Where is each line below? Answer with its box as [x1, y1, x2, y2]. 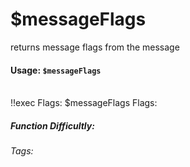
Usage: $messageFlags [10, 64, 102, 76]
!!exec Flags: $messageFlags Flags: [10, 97, 158, 109]
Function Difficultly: [10, 119, 95, 132]
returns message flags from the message [10, 41, 180, 53]
